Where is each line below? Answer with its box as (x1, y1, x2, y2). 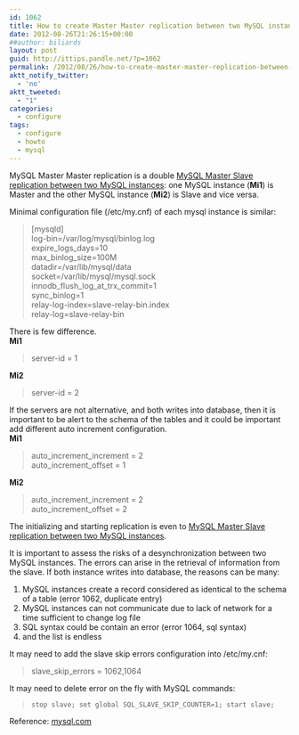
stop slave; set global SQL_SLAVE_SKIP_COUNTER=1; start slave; (30, 700, 275, 709)
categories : (9, 104, 53, 113)
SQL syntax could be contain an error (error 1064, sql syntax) (21, 621, 247, 633)
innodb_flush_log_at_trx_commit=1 (30, 280, 158, 290)
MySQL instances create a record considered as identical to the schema (21, 584, 287, 594)
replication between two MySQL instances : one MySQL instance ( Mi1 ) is (9, 179, 274, 190)
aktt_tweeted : (9, 87, 62, 96)
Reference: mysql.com (9, 715, 92, 726)
